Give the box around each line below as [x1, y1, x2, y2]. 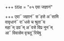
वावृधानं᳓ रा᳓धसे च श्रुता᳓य [5, 19, 46, 25]
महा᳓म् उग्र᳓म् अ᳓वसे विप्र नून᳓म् [5, 25, 53, 30]
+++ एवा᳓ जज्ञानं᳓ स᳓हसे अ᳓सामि [5, 14, 59, 19]
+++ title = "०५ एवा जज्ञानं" [5, 4, 53, 10]
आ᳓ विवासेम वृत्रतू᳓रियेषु [5, 30, 41, 36]
